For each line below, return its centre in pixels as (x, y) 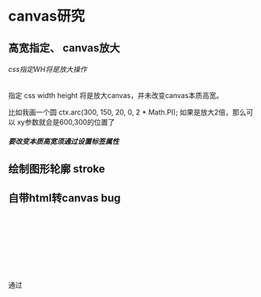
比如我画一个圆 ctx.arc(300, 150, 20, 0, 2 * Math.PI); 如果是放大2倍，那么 (127, 112)
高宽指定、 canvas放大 (64, 48)
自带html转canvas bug (64, 198)
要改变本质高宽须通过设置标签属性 (64, 141)
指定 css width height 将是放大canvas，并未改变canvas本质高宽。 (116, 95)
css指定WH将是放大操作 (47, 70)
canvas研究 (47, 16)
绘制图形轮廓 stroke (57, 169)
